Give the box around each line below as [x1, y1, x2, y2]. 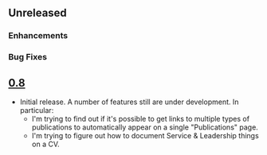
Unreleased [8, 6, 68, 20]
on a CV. [31, 139, 60, 149]
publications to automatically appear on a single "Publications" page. [31, 122, 259, 132]
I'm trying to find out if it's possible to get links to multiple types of [31, 114, 249, 124]
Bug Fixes [8, 52, 48, 63]
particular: [19, 106, 54, 115]
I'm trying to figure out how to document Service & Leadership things [31, 131, 259, 141]
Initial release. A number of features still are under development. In [19, 97, 239, 107]
